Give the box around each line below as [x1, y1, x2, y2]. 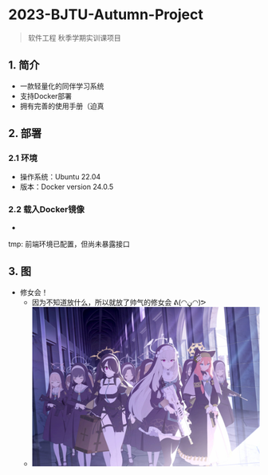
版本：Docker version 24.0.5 [19, 182, 114, 192]
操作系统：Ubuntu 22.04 [19, 172, 101, 182]
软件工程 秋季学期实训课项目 [27, 33, 121, 42]
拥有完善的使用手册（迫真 [19, 101, 104, 111]
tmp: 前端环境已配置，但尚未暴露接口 [8, 239, 130, 249]
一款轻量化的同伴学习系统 [19, 81, 104, 91]
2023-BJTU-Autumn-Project [8, 6, 203, 24]
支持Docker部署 [19, 91, 73, 100]
